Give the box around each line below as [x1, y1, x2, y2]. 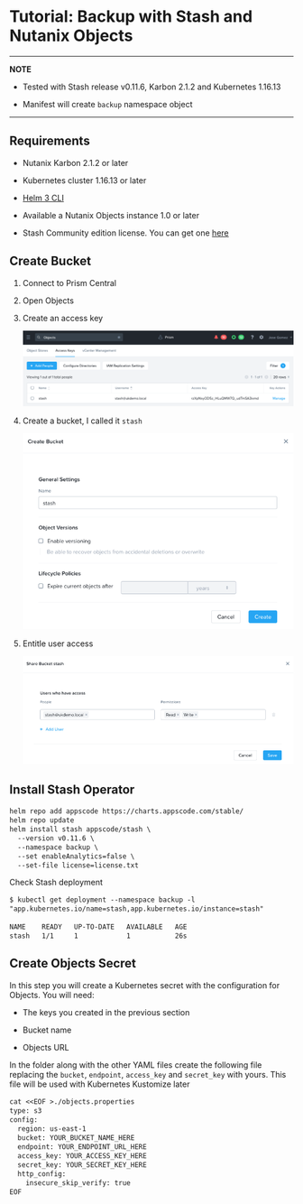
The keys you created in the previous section [22, 1006, 190, 1017]
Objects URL [22, 1042, 69, 1052]
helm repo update [9, 816, 75, 825]
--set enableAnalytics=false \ [17, 852, 135, 861]
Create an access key [22, 312, 104, 323]
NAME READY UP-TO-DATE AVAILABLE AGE [9, 922, 188, 931]
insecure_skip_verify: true [25, 1178, 131, 1188]
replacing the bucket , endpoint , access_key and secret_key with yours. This [9, 1069, 287, 1079]
